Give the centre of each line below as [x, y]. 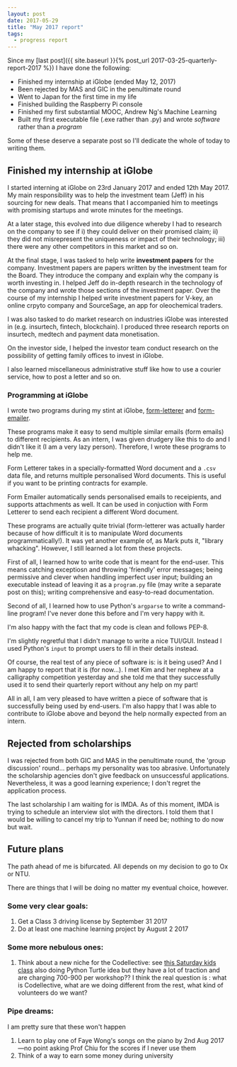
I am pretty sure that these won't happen [67, 1027]
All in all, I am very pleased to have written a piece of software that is [108, 698]
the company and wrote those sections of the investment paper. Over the [114, 290]
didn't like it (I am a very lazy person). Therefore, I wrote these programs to [117, 447]
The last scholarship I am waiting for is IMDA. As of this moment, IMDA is [114, 805]
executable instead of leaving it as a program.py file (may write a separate [114, 585]
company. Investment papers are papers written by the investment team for [117, 267]
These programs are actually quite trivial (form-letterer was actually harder [116, 526]
